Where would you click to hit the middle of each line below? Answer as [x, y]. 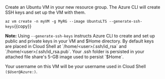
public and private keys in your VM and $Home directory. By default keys [80, 41]
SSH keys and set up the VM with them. [45, 12]
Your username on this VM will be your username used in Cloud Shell [76, 66]
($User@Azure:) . [21, 72]
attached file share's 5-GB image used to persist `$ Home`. [64, 57]
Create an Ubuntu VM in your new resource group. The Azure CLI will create [83, 7]
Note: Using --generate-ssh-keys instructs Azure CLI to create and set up [80, 36]
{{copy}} [23, 26]
